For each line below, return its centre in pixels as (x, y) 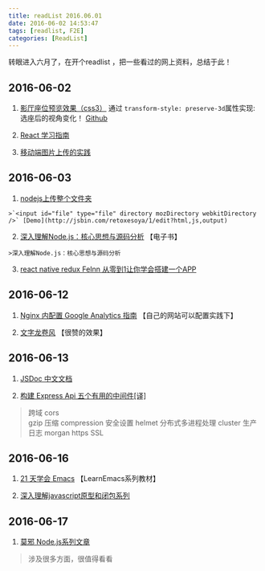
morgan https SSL (74, 432)
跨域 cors (43, 412)
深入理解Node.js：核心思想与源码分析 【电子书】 (101, 236)
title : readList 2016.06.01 (55, 16)
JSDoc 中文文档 (46, 378)
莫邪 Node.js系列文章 (55, 542)
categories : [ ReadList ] (48, 38)
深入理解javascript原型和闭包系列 (75, 496)
